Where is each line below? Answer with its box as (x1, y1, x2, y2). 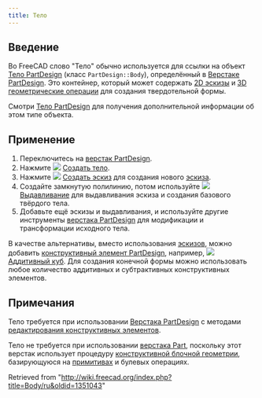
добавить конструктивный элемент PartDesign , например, (8, 249, 205, 258)
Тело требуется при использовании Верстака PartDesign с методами (8, 317, 242, 326)
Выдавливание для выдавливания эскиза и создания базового (19, 190, 231, 200)
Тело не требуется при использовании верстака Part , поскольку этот (8, 341, 242, 350)
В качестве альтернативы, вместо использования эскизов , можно (8, 239, 232, 249)
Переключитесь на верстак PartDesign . (19, 154, 153, 164)
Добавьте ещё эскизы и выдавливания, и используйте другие (19, 207, 229, 216)
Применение (8, 133, 76, 146)
